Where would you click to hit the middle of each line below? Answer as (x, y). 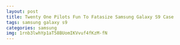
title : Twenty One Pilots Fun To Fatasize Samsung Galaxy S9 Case (90, 17)
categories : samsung (32, 28)
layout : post (22, 11)
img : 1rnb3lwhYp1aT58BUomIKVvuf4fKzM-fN (57, 33)
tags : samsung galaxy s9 (37, 22)
